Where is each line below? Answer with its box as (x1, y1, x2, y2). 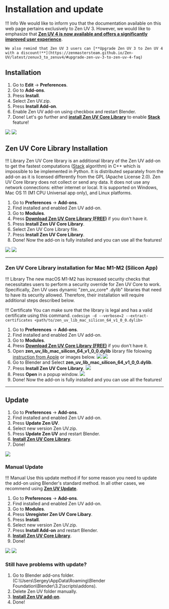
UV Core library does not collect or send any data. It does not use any (5, 179, 150, 185)
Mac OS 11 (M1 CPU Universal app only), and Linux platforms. (5, 190, 132, 196)
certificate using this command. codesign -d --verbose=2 (5, 312, 124, 318)
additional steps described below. (5, 297, 75, 303)
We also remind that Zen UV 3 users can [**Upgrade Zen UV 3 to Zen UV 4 (5, 46, 163, 51)
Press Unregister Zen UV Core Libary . (12, 511, 93, 517)
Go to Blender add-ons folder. (12, 572, 74, 578)
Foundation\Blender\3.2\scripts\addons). (12, 583, 97, 589)
